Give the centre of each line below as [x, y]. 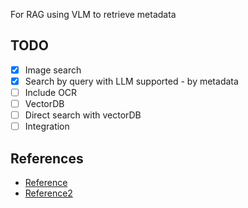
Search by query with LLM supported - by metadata [131, 81]
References [47, 158]
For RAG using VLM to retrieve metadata [93, 14]
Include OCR [51, 92]
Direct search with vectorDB [83, 115]
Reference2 [48, 193]
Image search [53, 70]
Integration [47, 126]
